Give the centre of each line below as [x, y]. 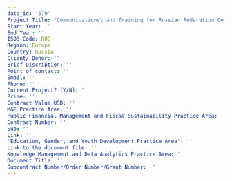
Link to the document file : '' [52, 148]
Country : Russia [30, 52]
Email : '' [21, 77]
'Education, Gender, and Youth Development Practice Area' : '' [100, 142]
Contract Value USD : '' [41, 103]
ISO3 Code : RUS [29, 39]
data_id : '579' [29, 13]
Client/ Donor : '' [33, 58]
